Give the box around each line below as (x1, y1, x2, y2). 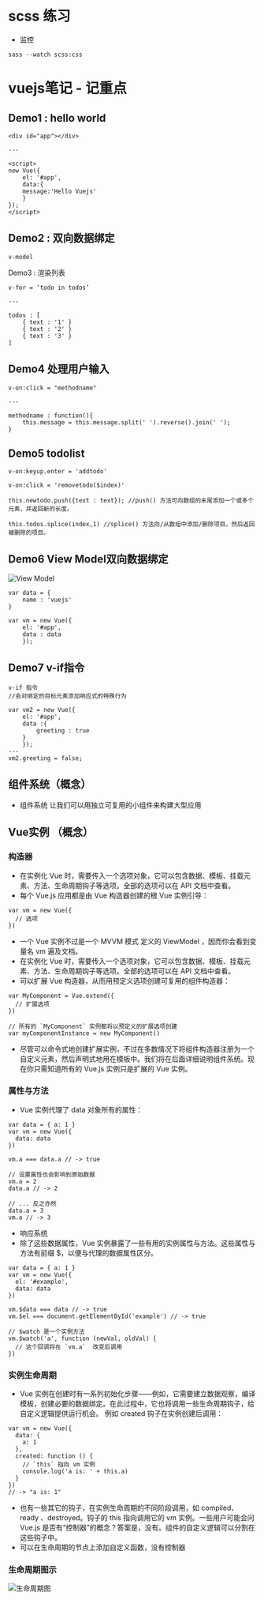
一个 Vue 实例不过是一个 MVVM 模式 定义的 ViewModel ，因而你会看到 (19, 936, 250, 946)
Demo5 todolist (8, 446, 85, 460)
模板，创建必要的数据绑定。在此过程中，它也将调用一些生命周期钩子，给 (19, 1399, 255, 1409)
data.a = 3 (8, 1207, 44, 1214)
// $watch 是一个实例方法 (8, 1327, 85, 1335)
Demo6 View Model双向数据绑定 (8, 552, 169, 566)
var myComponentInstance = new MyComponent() (8, 1029, 160, 1037)
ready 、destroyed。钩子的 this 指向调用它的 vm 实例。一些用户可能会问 (19, 1513, 255, 1523)
